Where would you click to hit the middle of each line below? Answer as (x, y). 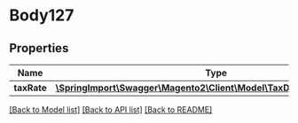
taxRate (30, 88)
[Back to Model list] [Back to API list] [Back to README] (111, 110)
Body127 (42, 15)
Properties (39, 48)
